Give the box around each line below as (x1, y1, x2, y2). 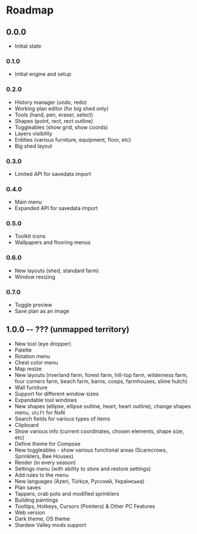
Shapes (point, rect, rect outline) (14, 117, 94, 124)
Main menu (14, 198, 42, 206)
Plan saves (14, 483, 41, 491)
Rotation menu (14, 352, 51, 359)
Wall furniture (14, 383, 48, 391)
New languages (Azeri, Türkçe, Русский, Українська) (14, 478, 145, 485)
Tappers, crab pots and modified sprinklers (14, 490, 119, 497)
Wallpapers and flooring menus (14, 239, 91, 246)
